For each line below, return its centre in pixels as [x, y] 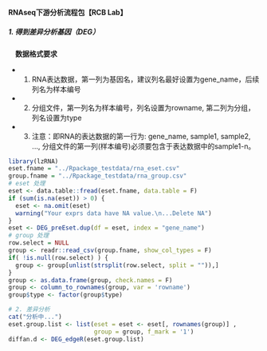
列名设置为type [57, 118]
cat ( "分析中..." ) [35, 317]
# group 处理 [29, 236]
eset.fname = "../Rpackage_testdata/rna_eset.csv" [94, 169]
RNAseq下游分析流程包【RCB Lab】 [68, 12]
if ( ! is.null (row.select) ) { [59, 257]
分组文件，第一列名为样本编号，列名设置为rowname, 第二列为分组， [143, 107]
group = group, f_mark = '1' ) [144, 332]
